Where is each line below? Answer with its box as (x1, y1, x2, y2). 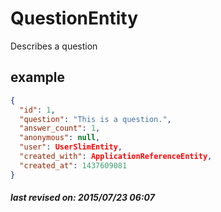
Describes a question (10, 40, 98, 52)
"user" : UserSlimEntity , (19, 142, 123, 152)
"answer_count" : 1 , (19, 123, 101, 134)
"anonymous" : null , (19, 133, 101, 143)
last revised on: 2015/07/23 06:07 (10, 192, 155, 204)
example (10, 69, 66, 86)
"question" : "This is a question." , (19, 114, 172, 124)
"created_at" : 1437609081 (19, 160, 128, 171)
